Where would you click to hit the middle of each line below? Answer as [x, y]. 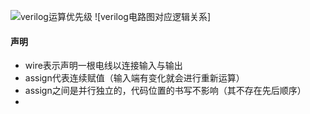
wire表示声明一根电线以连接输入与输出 [103, 66]
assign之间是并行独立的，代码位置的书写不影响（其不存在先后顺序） [165, 91]
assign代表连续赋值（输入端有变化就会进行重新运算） [134, 78]
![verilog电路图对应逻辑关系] [153, 16]
